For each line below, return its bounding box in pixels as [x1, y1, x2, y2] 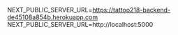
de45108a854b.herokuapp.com [7, 13, 98, 21]
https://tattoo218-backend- [92, 6, 171, 14]
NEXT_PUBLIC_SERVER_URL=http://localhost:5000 [7, 21, 154, 28]
